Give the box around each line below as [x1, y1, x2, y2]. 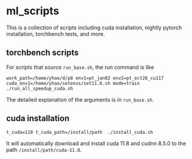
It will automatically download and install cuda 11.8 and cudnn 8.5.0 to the [6, 139, 187, 147]
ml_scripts [6, 4, 60, 18]
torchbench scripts [6, 48, 79, 58]
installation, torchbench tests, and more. [6, 30, 106, 37]
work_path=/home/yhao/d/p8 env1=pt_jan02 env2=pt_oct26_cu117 [6, 75, 164, 81]
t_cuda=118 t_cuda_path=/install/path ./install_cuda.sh [6, 129, 153, 135]
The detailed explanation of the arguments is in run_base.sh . [6, 96, 154, 103]
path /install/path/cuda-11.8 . [6, 146, 82, 153]
